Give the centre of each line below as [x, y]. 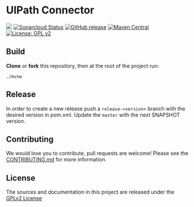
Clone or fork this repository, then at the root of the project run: [83, 65]
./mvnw [14, 77]
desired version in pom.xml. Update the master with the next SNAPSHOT [93, 115]
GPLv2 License [24, 198]
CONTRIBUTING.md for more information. [56, 160]
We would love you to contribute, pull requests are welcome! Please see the [97, 153]
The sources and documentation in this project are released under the [90, 192]
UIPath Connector [50, 10]
